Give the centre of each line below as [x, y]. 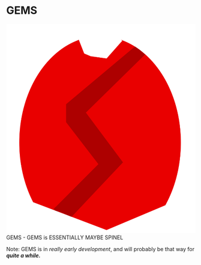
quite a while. [23, 255]
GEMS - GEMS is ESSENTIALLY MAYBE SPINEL [65, 237]
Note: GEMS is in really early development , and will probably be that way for [100, 249]
